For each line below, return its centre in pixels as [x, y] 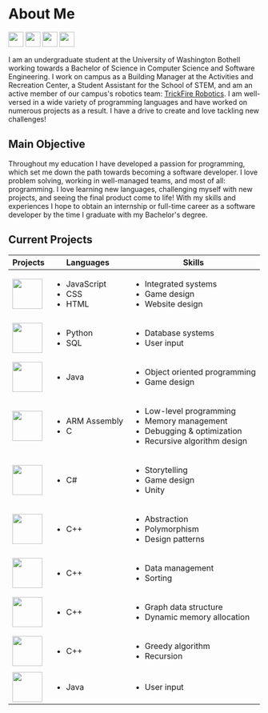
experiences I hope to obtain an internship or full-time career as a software [132, 206]
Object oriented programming [200, 371]
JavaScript [86, 283]
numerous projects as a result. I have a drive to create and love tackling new [134, 110]
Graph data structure [184, 607]
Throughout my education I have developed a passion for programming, [127, 163]
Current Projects [50, 240]
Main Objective [47, 144]
